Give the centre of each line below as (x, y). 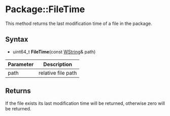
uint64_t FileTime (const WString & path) (54, 51)
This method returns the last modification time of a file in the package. (79, 23)
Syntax (17, 39)
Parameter (21, 64)
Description (58, 64)
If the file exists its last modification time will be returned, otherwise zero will (85, 103)
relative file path (58, 73)
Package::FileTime (45, 9)
